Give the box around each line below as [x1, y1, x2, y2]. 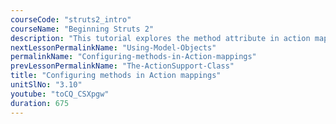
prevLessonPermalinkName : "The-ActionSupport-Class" [10, 61, 235, 71]
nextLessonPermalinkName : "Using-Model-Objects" [10, 42, 217, 53]
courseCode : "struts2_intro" [10, 14, 132, 25]
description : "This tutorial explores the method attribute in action [10, 33, 311, 43]
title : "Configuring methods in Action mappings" [10, 71, 222, 81]
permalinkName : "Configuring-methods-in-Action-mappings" [10, 52, 257, 62]
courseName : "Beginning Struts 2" [10, 24, 155, 34]
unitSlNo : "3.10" [10, 80, 83, 90]
